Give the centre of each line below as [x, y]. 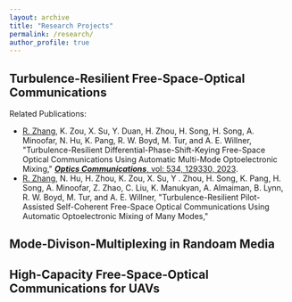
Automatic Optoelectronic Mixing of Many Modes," [115, 216]
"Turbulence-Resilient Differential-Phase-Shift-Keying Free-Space [144, 150]
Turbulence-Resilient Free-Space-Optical [127, 78]
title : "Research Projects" [62, 26]
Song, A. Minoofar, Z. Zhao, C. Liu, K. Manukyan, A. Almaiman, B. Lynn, [153, 188]
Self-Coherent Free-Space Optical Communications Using [163, 207]
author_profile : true [50, 42]
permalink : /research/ [51, 34]
